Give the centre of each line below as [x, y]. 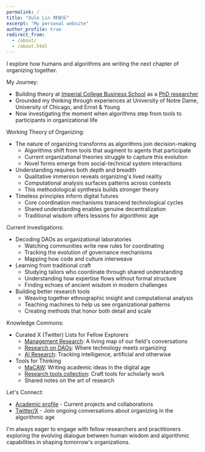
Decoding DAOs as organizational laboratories [73, 239]
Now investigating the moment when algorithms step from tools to [99, 113]
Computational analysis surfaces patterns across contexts [98, 183]
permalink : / [23, 12]
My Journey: [22, 82]
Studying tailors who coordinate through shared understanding [104, 272]
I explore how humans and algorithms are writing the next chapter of [93, 63]
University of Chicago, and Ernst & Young [68, 107]
